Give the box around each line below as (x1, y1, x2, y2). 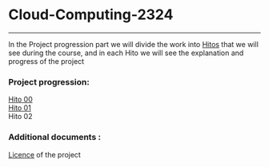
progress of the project (8, 56, 85, 66)
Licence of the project (8, 149, 82, 159)
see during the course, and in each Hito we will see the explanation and (8, 48, 244, 58)
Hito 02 (8, 112, 33, 121)
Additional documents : (8, 132, 102, 143)
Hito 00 (8, 94, 34, 105)
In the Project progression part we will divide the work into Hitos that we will (8, 39, 259, 49)
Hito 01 (8, 103, 32, 113)
